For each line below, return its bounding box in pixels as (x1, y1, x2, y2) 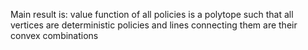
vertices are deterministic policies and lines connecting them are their (10, 19, 298, 31)
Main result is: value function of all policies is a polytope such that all (10, 9, 294, 20)
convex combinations (10, 30, 99, 41)
